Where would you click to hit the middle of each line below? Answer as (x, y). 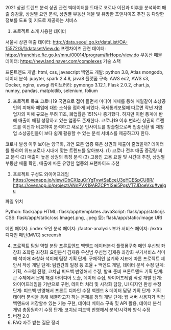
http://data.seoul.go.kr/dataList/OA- (90, 42)
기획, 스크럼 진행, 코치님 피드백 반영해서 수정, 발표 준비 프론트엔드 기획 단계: (88, 271)
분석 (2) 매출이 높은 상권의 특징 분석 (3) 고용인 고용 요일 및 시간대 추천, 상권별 (88, 157)
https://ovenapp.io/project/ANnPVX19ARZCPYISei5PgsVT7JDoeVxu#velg (89, 185)
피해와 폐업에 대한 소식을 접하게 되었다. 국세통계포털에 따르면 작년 (88, 107)
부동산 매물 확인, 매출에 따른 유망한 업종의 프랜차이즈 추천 (63, 163)
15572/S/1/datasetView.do (32, 48)
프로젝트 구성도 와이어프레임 (41, 174)
